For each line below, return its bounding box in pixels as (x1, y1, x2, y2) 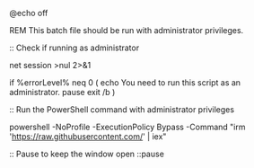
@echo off (9, 8, 48, 18)
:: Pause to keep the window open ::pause (9, 148, 164, 159)
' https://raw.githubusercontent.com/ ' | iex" (9, 131, 167, 142)
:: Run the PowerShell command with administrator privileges (9, 104, 235, 115)
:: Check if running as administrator (9, 42, 140, 53)
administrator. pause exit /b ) (9, 87, 116, 97)
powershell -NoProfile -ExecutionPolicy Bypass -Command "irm (9, 121, 246, 132)
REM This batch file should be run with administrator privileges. (9, 25, 244, 35)
